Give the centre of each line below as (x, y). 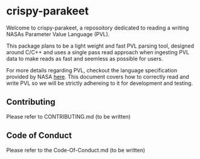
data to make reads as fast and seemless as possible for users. (85, 58)
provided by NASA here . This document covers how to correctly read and (98, 76)
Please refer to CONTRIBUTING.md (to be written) (69, 116)
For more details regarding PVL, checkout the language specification (92, 70)
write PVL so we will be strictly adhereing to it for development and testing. (100, 83)
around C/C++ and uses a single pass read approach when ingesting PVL (98, 52)
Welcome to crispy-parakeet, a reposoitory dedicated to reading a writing (98, 28)
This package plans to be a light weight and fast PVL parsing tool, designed (100, 46)
